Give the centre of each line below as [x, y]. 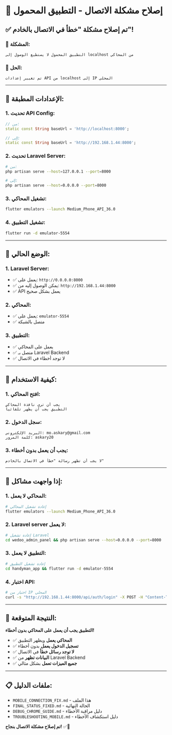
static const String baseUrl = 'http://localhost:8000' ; [67, 129]
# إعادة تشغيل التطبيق [25, 564]
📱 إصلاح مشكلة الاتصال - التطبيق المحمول [84, 11]
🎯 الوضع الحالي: [28, 254]
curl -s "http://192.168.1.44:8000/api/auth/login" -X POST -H [74, 597]
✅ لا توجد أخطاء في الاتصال [39, 358]
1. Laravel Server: [27, 268]
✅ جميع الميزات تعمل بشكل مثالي [45, 663]
